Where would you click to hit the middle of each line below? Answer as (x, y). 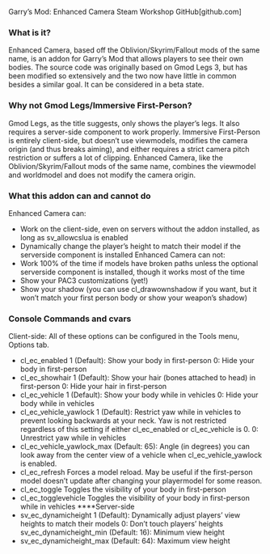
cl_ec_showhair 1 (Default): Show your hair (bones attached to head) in (138, 378)
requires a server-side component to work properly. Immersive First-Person (135, 132)
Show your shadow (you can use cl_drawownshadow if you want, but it (138, 289)
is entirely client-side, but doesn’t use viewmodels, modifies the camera (128, 140)
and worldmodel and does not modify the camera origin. (102, 175)
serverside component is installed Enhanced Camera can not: (122, 255)
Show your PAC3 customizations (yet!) (84, 280)
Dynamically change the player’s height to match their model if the (130, 246)
